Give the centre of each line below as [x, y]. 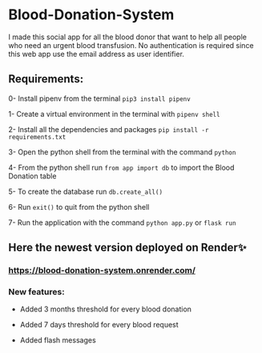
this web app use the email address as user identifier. [96, 54]
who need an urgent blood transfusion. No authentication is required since [131, 45]
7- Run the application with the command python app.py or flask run [122, 223]
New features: [37, 291]
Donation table [32, 176]
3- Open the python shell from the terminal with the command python [122, 152]
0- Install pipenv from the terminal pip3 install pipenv [99, 98]
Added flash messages [58, 340]
